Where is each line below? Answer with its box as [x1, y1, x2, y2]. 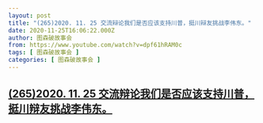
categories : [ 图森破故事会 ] [8, 56, 101, 64]
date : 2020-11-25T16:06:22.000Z [8, 26, 115, 34]
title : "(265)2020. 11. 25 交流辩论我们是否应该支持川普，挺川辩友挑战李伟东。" [8, 19, 252, 27]
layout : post [8, 11, 51, 20]
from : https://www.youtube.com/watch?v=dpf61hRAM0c [8, 41, 182, 49]
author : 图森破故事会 [8, 33, 73, 42]
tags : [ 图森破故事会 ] [8, 48, 79, 56]
